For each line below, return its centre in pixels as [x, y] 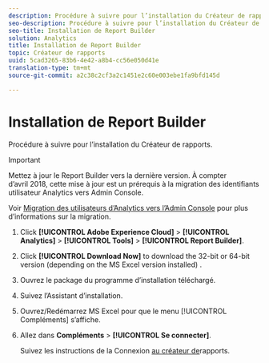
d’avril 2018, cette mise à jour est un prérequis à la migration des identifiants [134, 184]
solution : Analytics [43, 38]
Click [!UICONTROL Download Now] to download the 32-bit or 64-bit [134, 256]
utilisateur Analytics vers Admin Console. [76, 192]
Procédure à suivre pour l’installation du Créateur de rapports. [110, 144]
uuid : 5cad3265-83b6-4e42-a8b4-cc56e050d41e [84, 61]
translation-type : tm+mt [50, 68]
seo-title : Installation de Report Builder [82, 30]
